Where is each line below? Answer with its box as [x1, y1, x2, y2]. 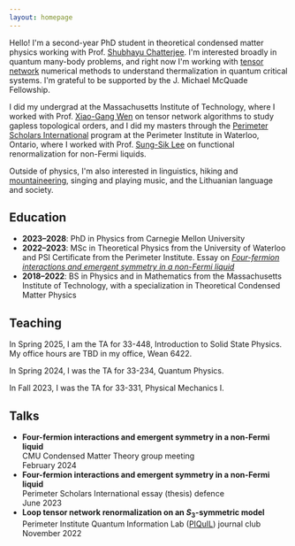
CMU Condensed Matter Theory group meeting [21, 450, 195, 461]
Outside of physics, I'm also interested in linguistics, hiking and [9, 165, 238, 176]
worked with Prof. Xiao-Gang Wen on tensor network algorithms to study [9, 111, 275, 121]
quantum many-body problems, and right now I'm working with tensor [9, 56, 264, 66]
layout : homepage [9, 12, 73, 22]
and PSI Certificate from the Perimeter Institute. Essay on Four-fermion [21, 252, 280, 263]
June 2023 [21, 497, 62, 509]
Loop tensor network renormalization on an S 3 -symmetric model [21, 507, 265, 519]
